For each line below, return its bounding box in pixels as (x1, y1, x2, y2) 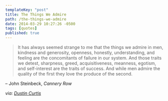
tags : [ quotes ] (5, 26, 37, 31)
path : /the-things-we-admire (5, 16, 67, 21)
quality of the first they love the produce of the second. (17, 71, 133, 76)
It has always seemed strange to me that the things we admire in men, (17, 44, 163, 50)
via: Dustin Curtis (5, 90, 41, 96)
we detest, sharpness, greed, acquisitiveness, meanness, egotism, (17, 60, 156, 66)
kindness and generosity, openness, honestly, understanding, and (17, 49, 155, 55)
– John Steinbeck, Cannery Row (5, 80, 72, 86)
